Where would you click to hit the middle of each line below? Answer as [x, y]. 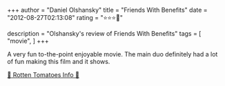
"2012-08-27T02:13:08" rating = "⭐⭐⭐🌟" [65, 18]
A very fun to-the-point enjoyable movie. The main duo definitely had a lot [112, 54]
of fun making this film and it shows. [59, 62]
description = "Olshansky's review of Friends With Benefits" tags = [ [104, 33]
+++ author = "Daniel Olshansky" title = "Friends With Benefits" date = [108, 10]
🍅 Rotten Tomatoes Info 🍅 [43, 75]
